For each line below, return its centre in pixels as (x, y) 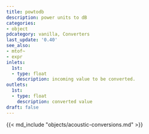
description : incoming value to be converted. (76, 79)
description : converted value (55, 101)
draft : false (23, 107)
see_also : (19, 46)
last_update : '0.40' (32, 40)
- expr (14, 57)
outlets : (17, 85)
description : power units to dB (47, 18)
